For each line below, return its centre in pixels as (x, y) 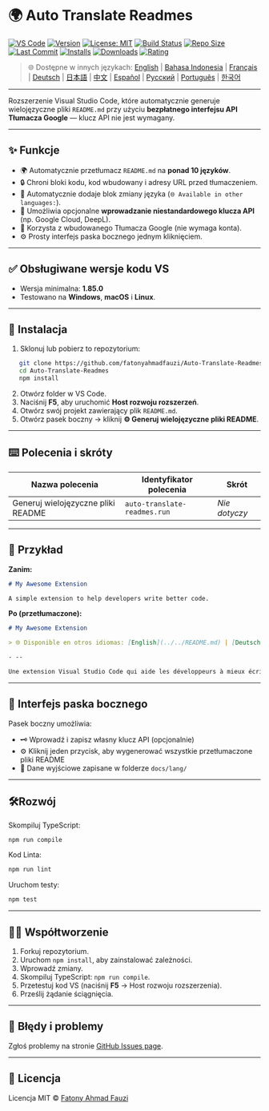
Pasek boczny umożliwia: (50, 723)
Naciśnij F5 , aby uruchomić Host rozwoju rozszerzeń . (109, 402)
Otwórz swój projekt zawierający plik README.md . (98, 411)
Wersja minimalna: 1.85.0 (62, 288)
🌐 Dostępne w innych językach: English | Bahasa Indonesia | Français (143, 67)
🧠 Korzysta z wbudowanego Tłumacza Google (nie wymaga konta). (131, 227)
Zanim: (20, 569)
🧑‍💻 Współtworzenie (58, 932)
